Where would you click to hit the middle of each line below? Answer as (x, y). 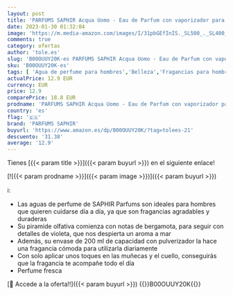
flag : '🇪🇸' (24, 117)
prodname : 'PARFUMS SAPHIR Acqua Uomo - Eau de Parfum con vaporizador (113, 104)
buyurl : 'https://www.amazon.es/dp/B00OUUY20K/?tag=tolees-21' (101, 130)
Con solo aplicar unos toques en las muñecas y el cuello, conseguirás (117, 256)
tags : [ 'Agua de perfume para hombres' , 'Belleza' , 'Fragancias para (108, 72)
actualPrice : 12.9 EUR (40, 78)
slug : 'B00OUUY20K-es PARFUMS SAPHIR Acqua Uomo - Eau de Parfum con (110, 59)
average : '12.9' (31, 143)
